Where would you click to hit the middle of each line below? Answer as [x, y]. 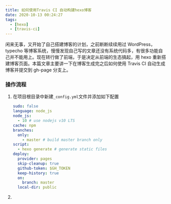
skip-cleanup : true [38, 164]
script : [21, 145]
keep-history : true [38, 173]
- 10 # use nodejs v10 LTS [46, 121]
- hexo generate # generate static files [62, 149]
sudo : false [25, 106]
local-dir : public [37, 188]
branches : [23, 130]
